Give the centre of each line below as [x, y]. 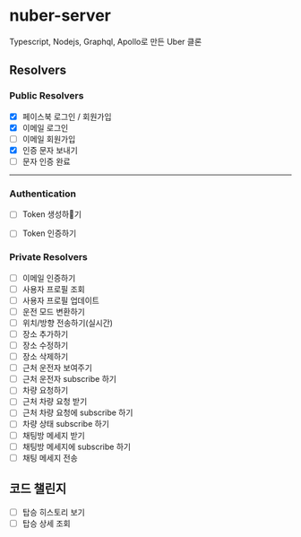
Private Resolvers [48, 257]
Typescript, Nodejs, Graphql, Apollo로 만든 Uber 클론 [106, 41]
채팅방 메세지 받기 [53, 435]
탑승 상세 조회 [46, 523]
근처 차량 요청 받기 [55, 402]
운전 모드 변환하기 [53, 311]
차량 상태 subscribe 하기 [66, 424]
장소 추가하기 [45, 333]
